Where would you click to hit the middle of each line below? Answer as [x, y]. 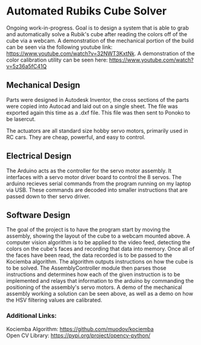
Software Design [38, 215]
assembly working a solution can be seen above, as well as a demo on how [100, 294]
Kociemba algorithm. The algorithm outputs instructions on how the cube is [100, 262]
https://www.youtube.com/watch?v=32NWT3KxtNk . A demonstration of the [101, 53]
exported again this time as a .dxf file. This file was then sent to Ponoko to [98, 112]
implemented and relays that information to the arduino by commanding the [100, 281]
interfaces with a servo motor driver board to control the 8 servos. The [94, 177]
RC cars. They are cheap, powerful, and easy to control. [76, 137]
